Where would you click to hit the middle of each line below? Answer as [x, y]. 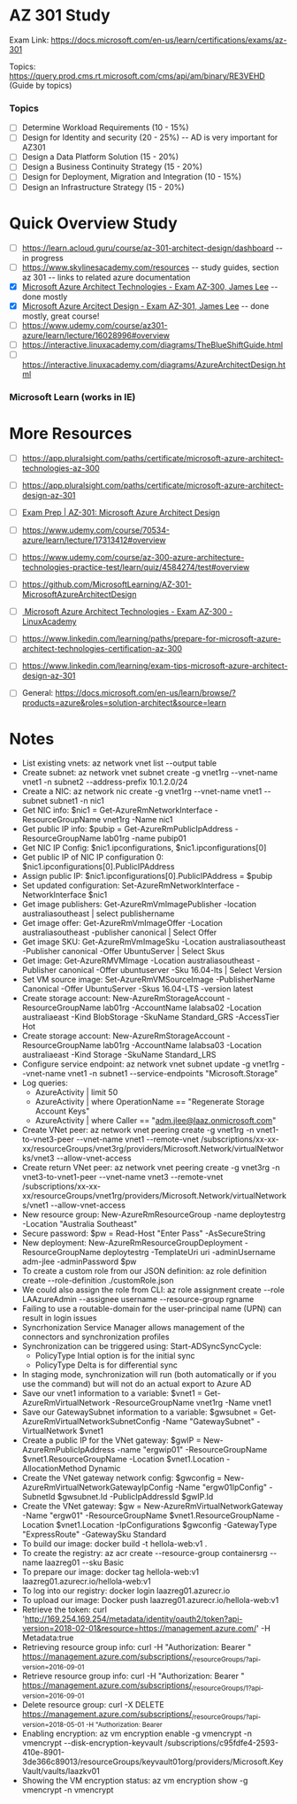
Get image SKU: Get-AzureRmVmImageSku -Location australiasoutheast [153, 942]
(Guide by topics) [41, 85]
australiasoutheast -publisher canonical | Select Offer [119, 933]
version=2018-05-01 [53, 1724]
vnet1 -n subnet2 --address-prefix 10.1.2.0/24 [105, 782]
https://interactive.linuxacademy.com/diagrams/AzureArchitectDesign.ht [153, 365]
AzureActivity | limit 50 [76, 1092]
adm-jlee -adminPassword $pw [79, 1261]
